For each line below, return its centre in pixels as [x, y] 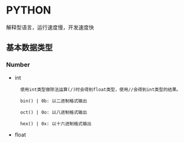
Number [18, 65]
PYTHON [29, 10]
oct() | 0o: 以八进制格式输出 [54, 112]
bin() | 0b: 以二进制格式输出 [54, 101]
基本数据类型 [29, 48]
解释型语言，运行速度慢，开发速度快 [50, 27]
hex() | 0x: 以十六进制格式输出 [56, 124]
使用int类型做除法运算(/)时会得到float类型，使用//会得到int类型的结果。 [101, 89]
